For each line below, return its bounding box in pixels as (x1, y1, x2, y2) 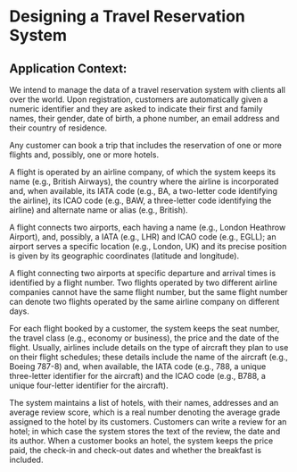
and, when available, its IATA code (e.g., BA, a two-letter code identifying (9, 186, 278, 196)
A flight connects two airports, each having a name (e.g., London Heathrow (9, 222, 286, 232)
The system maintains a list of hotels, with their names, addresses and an (9, 398, 279, 408)
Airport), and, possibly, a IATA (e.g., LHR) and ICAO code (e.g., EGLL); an (9, 232, 276, 242)
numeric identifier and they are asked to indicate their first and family (9, 104, 263, 114)
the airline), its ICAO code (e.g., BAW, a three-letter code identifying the (9, 195, 272, 206)
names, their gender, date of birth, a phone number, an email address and (9, 114, 280, 123)
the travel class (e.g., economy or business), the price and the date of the (9, 333, 279, 343)
